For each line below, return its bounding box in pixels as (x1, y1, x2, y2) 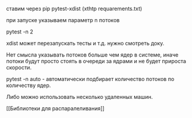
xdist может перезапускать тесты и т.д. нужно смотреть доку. (6, 40, 165, 46)
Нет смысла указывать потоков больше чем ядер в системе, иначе (6, 51, 179, 58)
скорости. (6, 64, 32, 71)
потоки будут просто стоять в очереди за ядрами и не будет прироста (6, 58, 187, 64)
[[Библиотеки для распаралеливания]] (6, 105, 105, 112)
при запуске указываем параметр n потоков (6, 17, 120, 23)
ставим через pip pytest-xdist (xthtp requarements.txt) (6, 5, 143, 12)
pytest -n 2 (6, 28, 34, 35)
